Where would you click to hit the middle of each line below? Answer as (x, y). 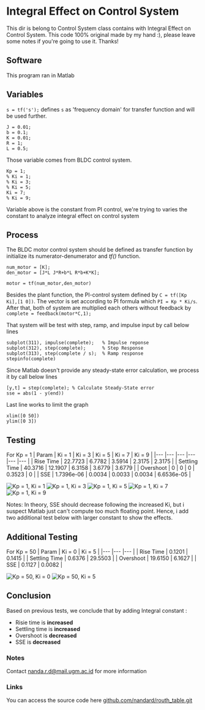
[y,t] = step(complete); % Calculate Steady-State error (80, 388)
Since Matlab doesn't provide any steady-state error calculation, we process (103, 370)
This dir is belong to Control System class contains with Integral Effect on (99, 28)
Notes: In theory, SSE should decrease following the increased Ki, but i (95, 505)
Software (24, 60)
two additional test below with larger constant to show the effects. (90, 518)
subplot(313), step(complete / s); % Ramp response (75, 353)
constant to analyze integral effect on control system (73, 216)
